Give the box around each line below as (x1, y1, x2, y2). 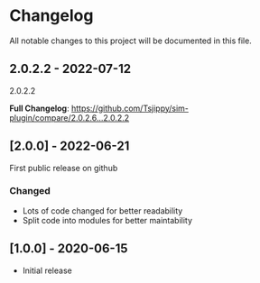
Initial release (22, 265, 72, 276)
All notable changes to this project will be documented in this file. (9, 35, 253, 46)
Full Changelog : (9, 103, 70, 114)
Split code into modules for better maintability (22, 215, 192, 225)
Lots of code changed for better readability (22, 205, 183, 216)
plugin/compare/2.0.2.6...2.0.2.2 (9, 112, 130, 123)
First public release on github (9, 162, 118, 173)
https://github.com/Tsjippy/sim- (70, 103, 190, 114)
